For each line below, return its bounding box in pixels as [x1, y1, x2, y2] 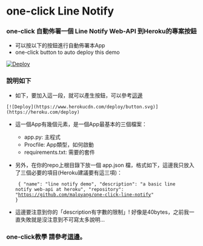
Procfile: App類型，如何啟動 [24, 141, 94, 148]
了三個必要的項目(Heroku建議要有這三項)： [15, 168, 122, 176]
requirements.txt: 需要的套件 [24, 148, 95, 156]
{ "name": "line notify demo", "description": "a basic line [18, 181, 176, 187]
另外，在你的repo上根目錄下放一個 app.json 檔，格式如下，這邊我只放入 [15, 161, 195, 168]
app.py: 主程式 [24, 133, 61, 141]
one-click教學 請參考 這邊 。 [6, 232, 86, 241]
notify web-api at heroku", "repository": [15, 186, 124, 192]
